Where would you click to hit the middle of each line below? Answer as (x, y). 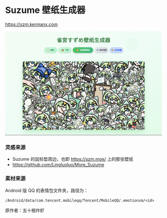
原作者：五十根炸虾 (25, 210)
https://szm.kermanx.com (32, 24)
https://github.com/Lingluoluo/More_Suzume (58, 165)
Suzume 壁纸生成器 (45, 10)
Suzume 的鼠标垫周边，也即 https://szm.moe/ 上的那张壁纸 (73, 159)
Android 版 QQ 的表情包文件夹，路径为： (47, 190)
